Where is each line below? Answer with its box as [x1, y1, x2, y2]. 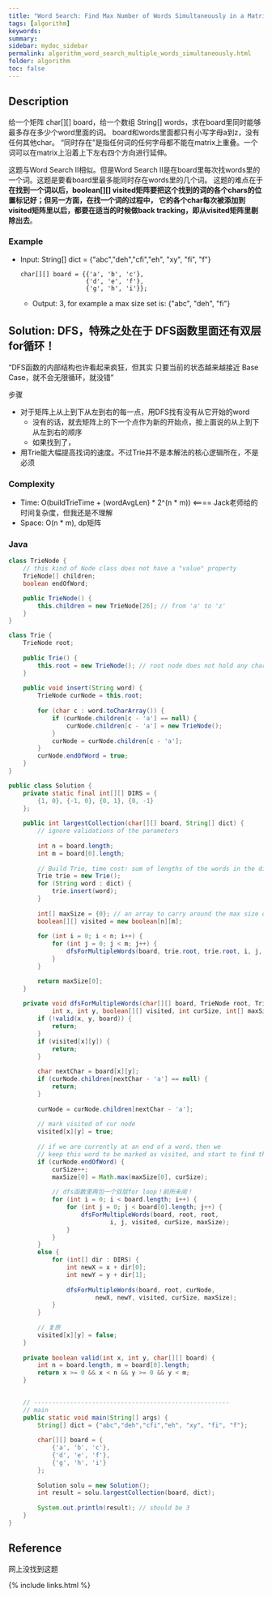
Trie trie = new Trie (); [37, 872, 121, 880]
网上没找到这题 [8, 1564, 58, 1574]
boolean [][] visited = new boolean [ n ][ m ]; [37, 917, 183, 925]
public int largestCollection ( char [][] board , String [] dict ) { [23, 819, 244, 827]
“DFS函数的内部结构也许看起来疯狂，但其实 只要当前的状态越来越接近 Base [8, 362, 259, 372]
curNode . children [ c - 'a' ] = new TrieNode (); [66, 722, 223, 730]
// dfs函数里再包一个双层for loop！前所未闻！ [51, 1188, 193, 1196]
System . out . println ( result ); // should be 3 [37, 1504, 190, 1512]
